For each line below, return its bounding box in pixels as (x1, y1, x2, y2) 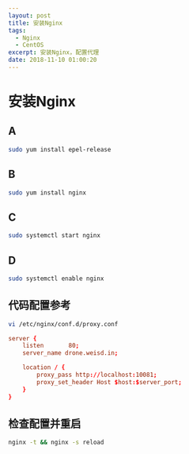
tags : (8, 26, 26, 34)
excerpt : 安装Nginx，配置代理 (8, 48, 100, 56)
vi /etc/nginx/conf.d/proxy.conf (8, 320, 119, 328)
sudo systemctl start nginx (8, 232, 101, 240)
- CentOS (15, 41, 44, 49)
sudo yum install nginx (8, 188, 87, 197)
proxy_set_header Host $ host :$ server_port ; (36, 378, 182, 386)
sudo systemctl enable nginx (8, 275, 104, 283)
